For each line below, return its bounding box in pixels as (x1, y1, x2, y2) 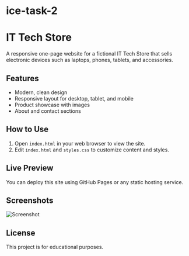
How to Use (6, 124, 49, 134)
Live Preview (6, 163, 54, 173)
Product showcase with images (14, 101, 90, 108)
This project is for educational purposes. (6, 244, 104, 251)
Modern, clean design (14, 89, 68, 96)
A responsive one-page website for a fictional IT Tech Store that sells (6, 50, 173, 57)
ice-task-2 (6, 4, 58, 18)
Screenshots (6, 195, 54, 205)
